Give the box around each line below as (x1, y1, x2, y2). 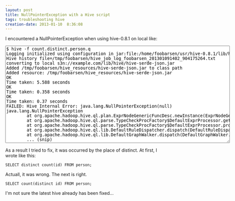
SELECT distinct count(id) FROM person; (5, 162, 93, 168)
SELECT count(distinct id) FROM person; (5, 181, 93, 186)
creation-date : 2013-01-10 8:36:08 (5, 21, 83, 27)
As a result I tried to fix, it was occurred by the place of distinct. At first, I (5, 147, 157, 153)
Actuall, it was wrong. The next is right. (5, 171, 87, 178)
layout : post (5, 7, 33, 13)
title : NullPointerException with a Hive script (5, 12, 110, 17)
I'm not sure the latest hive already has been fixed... (5, 190, 114, 196)
